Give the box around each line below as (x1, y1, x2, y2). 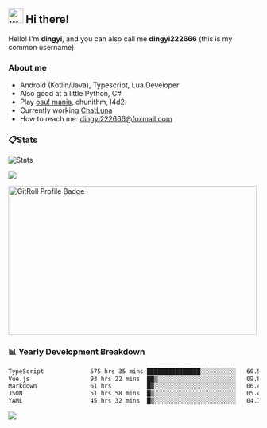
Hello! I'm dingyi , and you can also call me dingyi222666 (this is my (8, 33, 233, 44)
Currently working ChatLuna (19, 106, 113, 115)
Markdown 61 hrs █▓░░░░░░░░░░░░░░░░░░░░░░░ (8, 382, 237, 390)
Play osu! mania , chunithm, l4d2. (19, 97, 127, 107)
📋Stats (8, 134, 38, 145)
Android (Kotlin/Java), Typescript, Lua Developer (19, 80, 180, 90)
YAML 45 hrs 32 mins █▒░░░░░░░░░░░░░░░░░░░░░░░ (8, 397, 237, 405)
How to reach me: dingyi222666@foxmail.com (19, 114, 172, 124)
